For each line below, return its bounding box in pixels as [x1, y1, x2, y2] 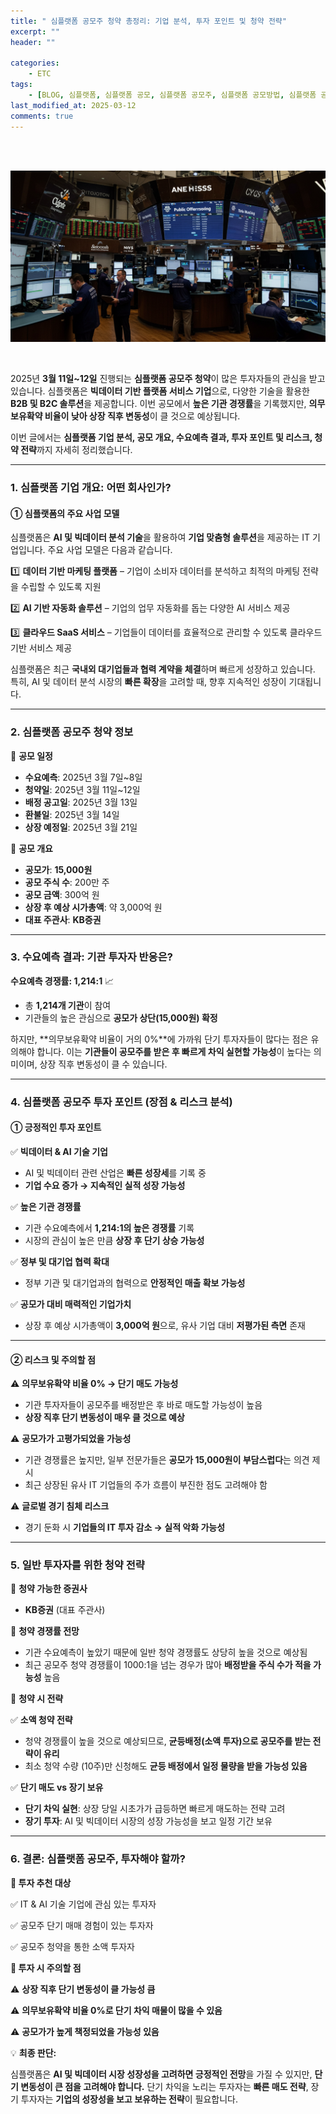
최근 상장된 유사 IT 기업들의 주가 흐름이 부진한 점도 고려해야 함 [24, 1479, 268, 1491]
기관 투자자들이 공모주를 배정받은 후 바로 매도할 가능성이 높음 [24, 1399, 263, 1411]
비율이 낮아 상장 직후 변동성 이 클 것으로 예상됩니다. [44, 410, 241, 422]
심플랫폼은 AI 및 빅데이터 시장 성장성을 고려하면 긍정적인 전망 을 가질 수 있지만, [10, 2068, 313, 2080]
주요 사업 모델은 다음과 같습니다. [47, 544, 173, 556]
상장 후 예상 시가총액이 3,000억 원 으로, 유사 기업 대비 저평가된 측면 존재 [24, 1319, 306, 1331]
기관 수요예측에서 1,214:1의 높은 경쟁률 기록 [24, 1221, 195, 1234]
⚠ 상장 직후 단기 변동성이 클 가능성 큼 [10, 1983, 156, 1995]
